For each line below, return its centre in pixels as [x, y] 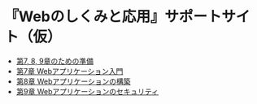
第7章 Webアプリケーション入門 [70, 71]
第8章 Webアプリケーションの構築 [73, 81]
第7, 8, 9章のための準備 [54, 61]
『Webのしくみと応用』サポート [113, 17]
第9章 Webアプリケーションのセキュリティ [87, 91]
